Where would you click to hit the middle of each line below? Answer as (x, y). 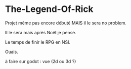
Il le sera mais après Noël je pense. (41, 32)
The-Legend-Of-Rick (49, 9)
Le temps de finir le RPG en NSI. (38, 42)
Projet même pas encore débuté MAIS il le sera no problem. (66, 23)
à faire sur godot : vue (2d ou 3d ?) (41, 61)
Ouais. (12, 52)
